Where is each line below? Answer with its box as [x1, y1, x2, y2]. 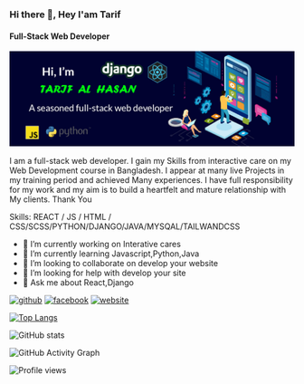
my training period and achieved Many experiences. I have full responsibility [9, 174, 294, 185]
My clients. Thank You [9, 194, 92, 205]
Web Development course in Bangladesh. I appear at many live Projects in [9, 165, 285, 176]
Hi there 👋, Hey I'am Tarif [9, 8, 121, 21]
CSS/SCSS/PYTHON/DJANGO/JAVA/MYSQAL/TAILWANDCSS [9, 221, 241, 232]
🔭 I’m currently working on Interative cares [22, 238, 181, 249]
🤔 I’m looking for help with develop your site [22, 267, 187, 278]
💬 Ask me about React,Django [22, 276, 134, 288]
